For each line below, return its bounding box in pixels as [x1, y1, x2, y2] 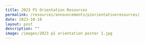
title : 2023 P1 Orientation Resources [5, 7, 88, 13]
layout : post [5, 21, 33, 27]
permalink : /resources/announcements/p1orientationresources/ [5, 12, 140, 17]
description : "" [5, 26, 40, 31]
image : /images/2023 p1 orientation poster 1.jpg [5, 31, 113, 36]
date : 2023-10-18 [5, 17, 42, 22]
